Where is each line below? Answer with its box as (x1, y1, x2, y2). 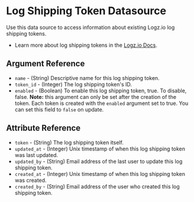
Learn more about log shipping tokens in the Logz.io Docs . (14, 41, 158, 49)
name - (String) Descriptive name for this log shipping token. (14, 74, 160, 81)
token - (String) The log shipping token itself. (14, 139, 124, 146)
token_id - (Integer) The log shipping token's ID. (14, 81, 132, 88)
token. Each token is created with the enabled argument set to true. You (14, 100, 189, 107)
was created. (14, 177, 47, 184)
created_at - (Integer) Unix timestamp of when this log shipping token (14, 170, 185, 177)
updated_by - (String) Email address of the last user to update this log (14, 158, 183, 165)
